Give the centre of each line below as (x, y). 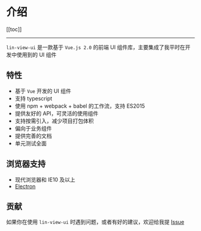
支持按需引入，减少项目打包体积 (54, 121)
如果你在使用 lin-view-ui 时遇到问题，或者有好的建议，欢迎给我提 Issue (95, 222)
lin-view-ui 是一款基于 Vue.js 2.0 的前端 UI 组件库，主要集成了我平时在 (96, 47)
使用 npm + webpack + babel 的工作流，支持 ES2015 (80, 106)
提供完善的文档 (33, 136)
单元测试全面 (31, 143)
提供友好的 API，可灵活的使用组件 (57, 113)
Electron (25, 186)
